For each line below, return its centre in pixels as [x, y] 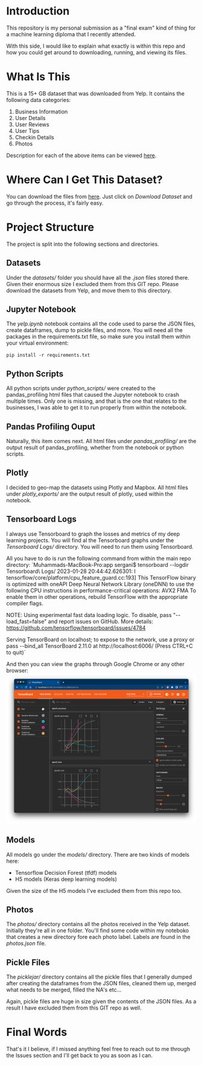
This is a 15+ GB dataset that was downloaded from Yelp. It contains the [96, 93]
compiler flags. [25, 603]
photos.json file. [26, 944]
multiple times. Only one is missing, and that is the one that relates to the [96, 401]
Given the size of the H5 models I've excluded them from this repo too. [94, 891]
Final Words [37, 1032]
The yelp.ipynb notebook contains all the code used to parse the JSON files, [101, 324]
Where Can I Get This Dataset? [84, 180]
